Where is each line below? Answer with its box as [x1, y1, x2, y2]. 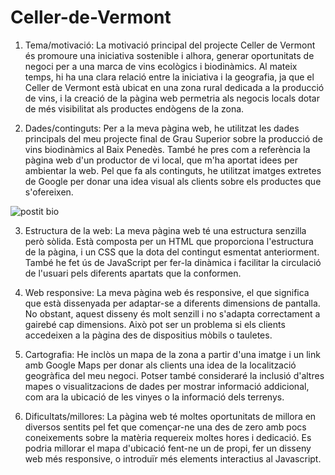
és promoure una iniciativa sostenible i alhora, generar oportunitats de [24, 49, 315, 61]
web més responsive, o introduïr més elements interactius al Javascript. [24, 452, 322, 465]
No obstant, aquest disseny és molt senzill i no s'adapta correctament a [24, 307, 321, 320]
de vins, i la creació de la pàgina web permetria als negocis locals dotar [24, 92, 320, 104]
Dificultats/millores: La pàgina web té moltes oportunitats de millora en [24, 410, 317, 422]
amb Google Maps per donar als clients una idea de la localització [24, 359, 297, 371]
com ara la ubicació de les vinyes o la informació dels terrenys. [24, 391, 285, 403]
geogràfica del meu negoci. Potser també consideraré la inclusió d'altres [24, 369, 325, 381]
